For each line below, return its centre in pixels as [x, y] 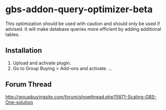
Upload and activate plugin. [42, 63]
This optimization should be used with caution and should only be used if [83, 24]
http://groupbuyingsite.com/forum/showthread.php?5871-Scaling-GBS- [81, 97]
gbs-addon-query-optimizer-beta [79, 9]
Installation [24, 50]
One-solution [19, 102]
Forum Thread [29, 85]
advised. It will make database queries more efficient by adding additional [83, 29]
